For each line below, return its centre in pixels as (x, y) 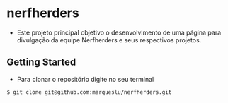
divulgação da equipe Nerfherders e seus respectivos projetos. (109, 40)
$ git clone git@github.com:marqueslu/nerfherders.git (89, 92)
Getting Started (41, 62)
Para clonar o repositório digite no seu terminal (85, 79)
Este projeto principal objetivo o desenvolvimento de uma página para (119, 32)
